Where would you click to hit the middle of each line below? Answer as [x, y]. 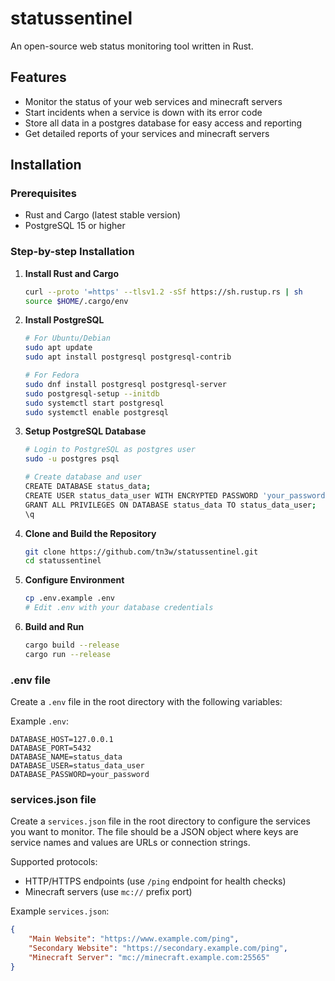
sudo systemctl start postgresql [94, 403]
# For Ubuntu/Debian [67, 338]
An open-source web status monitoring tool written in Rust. [132, 46]
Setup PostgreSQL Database [85, 431]
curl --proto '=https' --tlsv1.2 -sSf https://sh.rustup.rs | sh [163, 292]
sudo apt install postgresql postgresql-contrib [128, 357]
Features [38, 77]
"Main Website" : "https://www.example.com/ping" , [134, 939]
